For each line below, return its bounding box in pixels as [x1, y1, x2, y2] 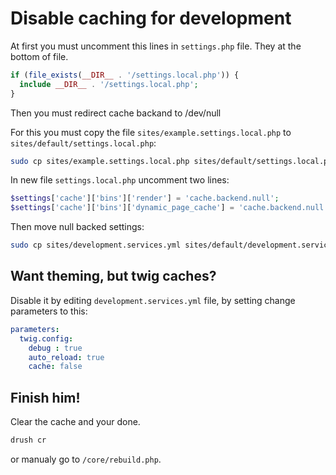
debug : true [28, 343, 83, 353]
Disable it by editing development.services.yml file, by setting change [10, 294, 296, 306]
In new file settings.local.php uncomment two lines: [10, 174, 230, 186]
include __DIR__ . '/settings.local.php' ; [19, 79, 199, 89]
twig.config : [19, 333, 74, 344]
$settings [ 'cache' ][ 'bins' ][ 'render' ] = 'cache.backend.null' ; [10, 193, 280, 204]
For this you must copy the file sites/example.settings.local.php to [10, 126, 292, 138]
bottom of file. [10, 50, 69, 62]
